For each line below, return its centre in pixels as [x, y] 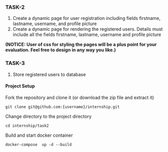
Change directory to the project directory [49, 116]
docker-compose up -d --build [39, 144]
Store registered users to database [49, 74]
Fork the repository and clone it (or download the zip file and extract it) [80, 97]
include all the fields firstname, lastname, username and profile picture [87, 35]
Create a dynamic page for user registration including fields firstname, [87, 18]
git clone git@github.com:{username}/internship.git [63, 107]
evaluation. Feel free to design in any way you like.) [61, 50]
